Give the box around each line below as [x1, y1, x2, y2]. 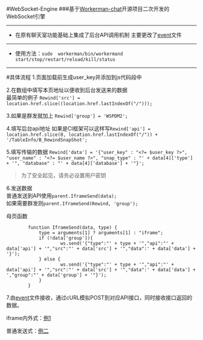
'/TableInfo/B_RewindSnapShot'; [6, 137, 88, 143]
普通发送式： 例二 [6, 327, 49, 334]
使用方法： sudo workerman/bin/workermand [14, 50, 123, 57]
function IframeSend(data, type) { [28, 225, 118, 231]
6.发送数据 [6, 185, 33, 191]
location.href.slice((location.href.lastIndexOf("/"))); [6, 101, 153, 107]
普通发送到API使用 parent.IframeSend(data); [6, 192, 117, 199]
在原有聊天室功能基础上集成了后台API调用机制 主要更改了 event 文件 [14, 31, 182, 38]
